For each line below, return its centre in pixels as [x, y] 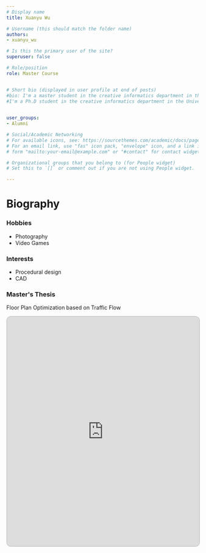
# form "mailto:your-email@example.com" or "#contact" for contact [94, 152]
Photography [31, 236]
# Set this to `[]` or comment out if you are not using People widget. [101, 169]
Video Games [32, 243]
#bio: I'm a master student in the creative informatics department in [99, 95]
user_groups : [23, 118]
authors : [17, 34]
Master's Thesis [31, 294]
